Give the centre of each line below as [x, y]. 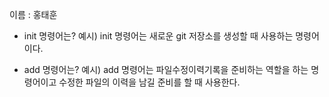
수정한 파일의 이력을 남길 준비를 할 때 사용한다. [149, 82]
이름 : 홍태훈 [33, 14]
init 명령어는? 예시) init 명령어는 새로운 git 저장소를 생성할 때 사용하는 [158, 36]
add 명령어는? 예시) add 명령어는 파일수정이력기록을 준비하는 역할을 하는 [166, 69]
